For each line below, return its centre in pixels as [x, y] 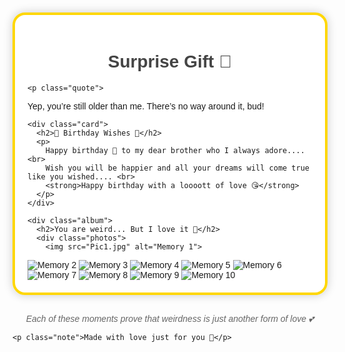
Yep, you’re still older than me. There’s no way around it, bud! [146, 106]
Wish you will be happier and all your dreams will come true [177, 168]
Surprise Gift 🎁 [170, 61]
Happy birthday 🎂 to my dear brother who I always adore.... [175, 150]
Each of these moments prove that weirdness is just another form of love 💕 [170, 318]
